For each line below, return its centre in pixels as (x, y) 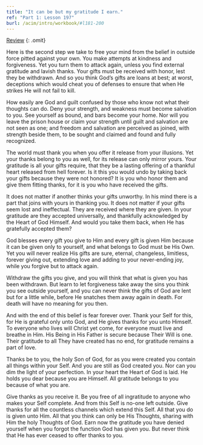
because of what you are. (38, 385)
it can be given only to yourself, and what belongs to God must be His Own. (101, 247)
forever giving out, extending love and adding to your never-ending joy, (95, 260)
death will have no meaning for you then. (57, 304)
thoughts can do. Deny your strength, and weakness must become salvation (101, 109)
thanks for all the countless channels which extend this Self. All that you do (100, 410)
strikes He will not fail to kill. (41, 91)
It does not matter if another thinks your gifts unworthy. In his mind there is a (102, 197)
